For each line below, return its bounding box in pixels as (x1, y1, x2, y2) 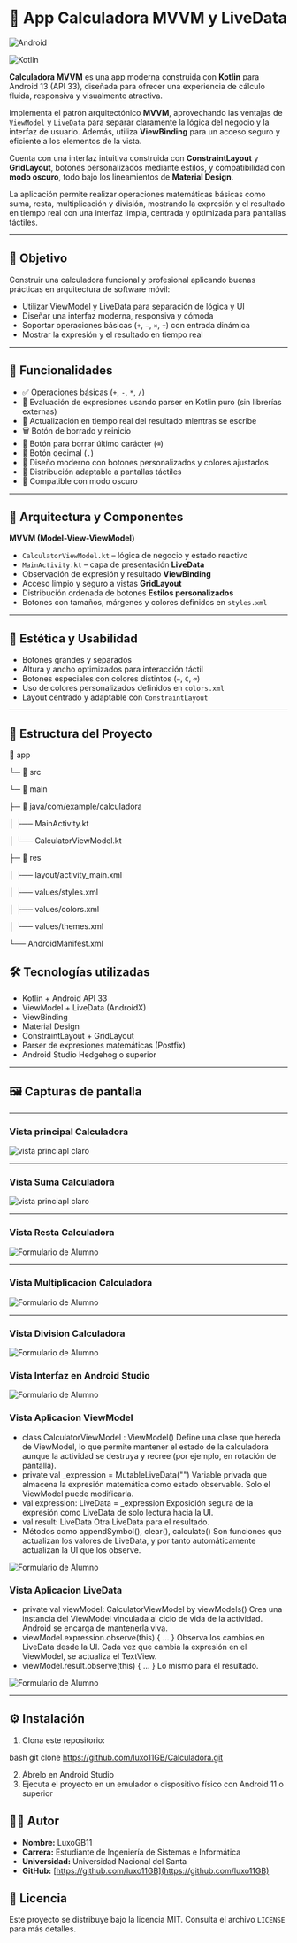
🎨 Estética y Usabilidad (9, 631, 139, 646)
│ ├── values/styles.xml (9, 887, 99, 897)
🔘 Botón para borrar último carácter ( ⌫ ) (21, 438, 164, 449)
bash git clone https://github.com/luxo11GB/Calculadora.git (9, 1752, 224, 1763)
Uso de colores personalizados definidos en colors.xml (21, 683, 225, 694)
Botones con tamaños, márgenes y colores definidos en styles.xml (21, 597, 268, 608)
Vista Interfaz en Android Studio (9, 1370, 150, 1382)
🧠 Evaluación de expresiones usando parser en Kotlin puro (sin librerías (21, 396, 282, 407)
